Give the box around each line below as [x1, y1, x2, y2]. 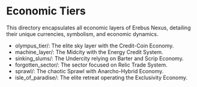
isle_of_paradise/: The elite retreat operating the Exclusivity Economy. [14, 74, 188, 81]
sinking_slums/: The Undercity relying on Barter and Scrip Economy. [14, 55, 184, 62]
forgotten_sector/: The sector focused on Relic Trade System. [14, 61, 168, 68]
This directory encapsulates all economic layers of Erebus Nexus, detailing [6, 24, 191, 31]
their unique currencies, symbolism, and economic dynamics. [6, 30, 159, 37]
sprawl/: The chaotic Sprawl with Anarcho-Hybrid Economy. [14, 67, 164, 74]
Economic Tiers [6, 4, 86, 18]
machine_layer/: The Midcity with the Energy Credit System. [14, 48, 163, 55]
